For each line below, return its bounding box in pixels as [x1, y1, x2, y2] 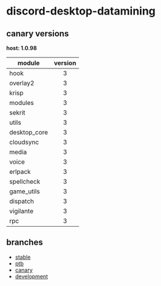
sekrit [9, 108, 25, 116]
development [15, 273, 48, 280]
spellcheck [9, 178, 41, 185]
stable [15, 253, 31, 261]
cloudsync [9, 138, 39, 146]
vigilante [9, 207, 34, 215]
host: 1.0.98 [6, 44, 38, 52]
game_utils [9, 187, 41, 195]
